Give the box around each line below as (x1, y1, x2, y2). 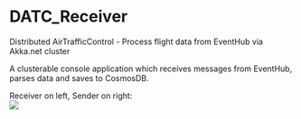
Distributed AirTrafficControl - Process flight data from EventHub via (9, 36, 264, 47)
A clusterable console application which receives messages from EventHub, (9, 63, 293, 74)
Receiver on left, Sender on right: (9, 90, 133, 101)
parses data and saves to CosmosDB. (9, 72, 149, 83)
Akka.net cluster (9, 45, 71, 56)
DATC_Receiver (9, 6, 128, 27)
